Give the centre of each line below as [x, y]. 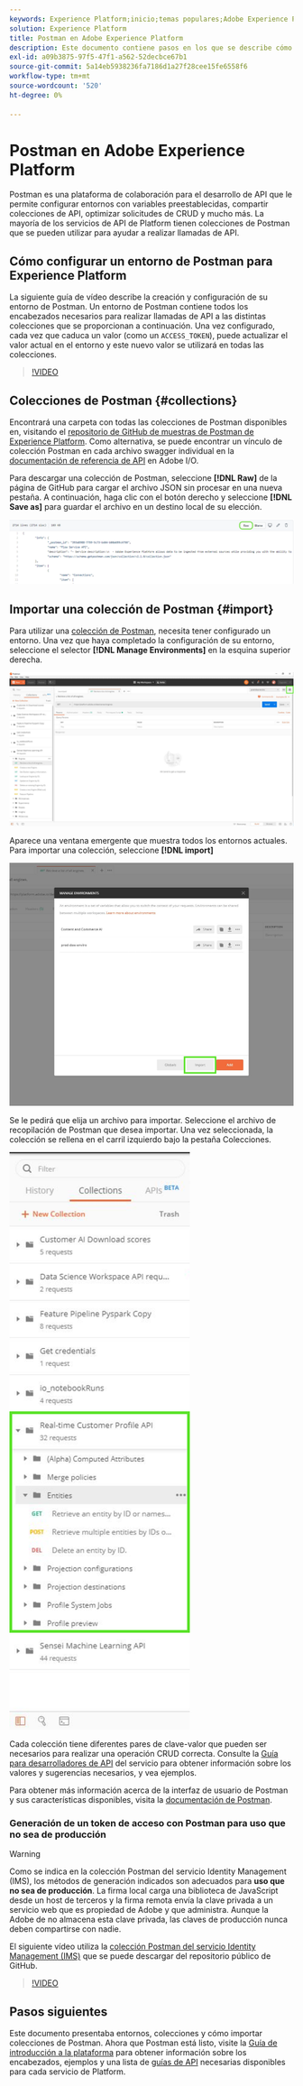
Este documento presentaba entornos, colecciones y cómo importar [136, 2034]
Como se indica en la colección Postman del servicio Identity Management [148, 1871]
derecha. [26, 660]
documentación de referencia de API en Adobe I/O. [104, 461]
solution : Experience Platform [68, 28]
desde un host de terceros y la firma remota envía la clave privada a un [141, 1900]
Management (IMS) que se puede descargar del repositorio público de [140, 1956]
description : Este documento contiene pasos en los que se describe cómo [151, 48]
